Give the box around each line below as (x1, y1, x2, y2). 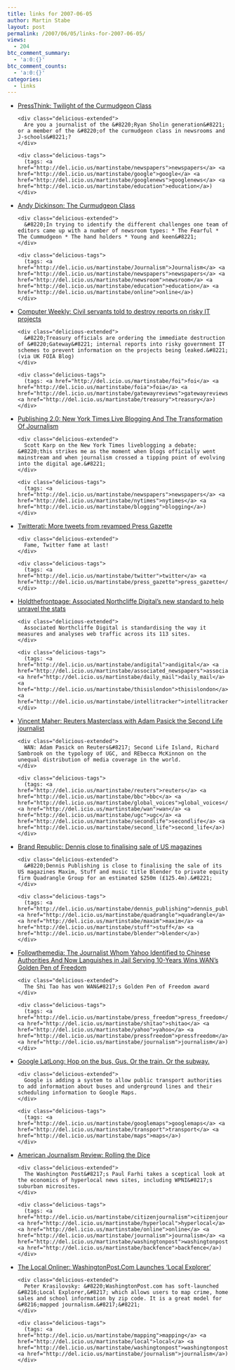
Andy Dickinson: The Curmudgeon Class (17, 201, 135, 210)
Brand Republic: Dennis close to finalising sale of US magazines (17, 842, 202, 851)
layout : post (7, 23, 46, 30)
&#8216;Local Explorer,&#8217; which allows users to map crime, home (17, 1289, 229, 1296)
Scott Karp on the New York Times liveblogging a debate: (24, 442, 197, 449)
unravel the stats (17, 604, 67, 613)
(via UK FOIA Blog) (17, 353, 75, 360)
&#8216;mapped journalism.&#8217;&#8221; (17, 1301, 140, 1309)
